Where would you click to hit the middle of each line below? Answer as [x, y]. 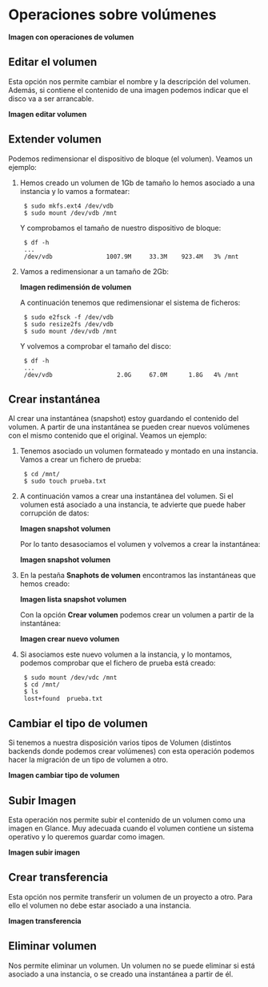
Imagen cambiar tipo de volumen [64, 775]
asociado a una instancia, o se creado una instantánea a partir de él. [121, 974]
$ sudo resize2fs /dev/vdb [68, 324]
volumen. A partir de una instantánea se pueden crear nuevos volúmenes [129, 427]
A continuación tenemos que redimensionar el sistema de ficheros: [130, 302]
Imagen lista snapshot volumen [73, 600]
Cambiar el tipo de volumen [78, 723]
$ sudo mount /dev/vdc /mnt [70, 678]
